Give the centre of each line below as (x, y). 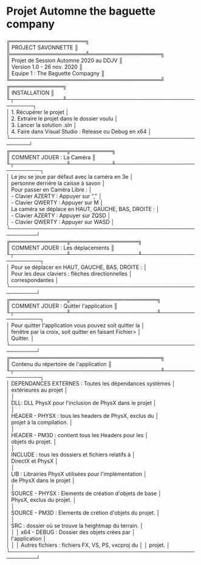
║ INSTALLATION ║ (30, 92)
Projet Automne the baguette (81, 11)
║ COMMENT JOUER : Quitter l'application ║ (62, 306)
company (31, 24)
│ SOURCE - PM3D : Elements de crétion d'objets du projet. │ (83, 513)
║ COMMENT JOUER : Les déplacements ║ (60, 248)
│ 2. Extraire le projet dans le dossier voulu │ (62, 118)
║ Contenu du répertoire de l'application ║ (59, 364)
